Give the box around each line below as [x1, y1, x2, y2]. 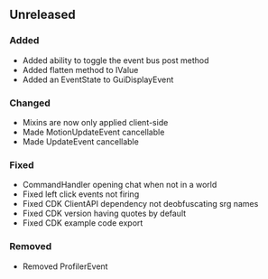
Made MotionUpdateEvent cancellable [22, 126, 165, 137]
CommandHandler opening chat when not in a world [22, 180, 217, 191]
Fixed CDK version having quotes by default [22, 208, 187, 219]
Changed [9, 97, 51, 109]
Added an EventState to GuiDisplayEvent [22, 74, 174, 85]
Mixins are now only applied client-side [22, 116, 169, 127]
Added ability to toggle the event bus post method [22, 54, 209, 66]
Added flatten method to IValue [22, 64, 139, 75]
